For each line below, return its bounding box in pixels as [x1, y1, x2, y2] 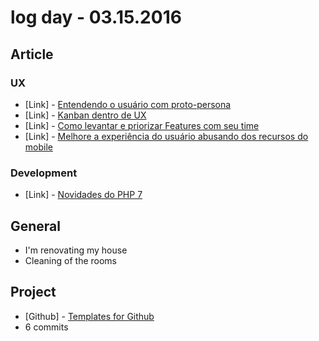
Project [10, 284, 57, 301]
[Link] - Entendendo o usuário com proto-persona [24, 98, 232, 110]
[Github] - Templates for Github [24, 310, 155, 322]
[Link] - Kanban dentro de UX [24, 109, 147, 121]
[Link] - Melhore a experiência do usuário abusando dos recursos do [24, 130, 309, 142]
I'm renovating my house [24, 244, 128, 256]
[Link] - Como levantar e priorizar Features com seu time [24, 119, 260, 131]
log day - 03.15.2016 [10, 6, 182, 29]
